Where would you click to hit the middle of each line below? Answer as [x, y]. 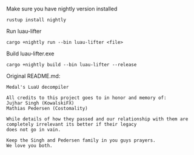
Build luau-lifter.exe [30, 53]
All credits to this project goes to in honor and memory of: [86, 98]
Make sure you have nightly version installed [62, 9]
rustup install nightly [36, 20]
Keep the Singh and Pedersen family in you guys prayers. [81, 140]
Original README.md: [33, 76]
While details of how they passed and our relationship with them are [97, 119]
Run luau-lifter [24, 31]
